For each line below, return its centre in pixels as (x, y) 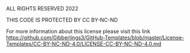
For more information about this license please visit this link (78, 31)
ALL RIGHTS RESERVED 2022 (42, 9)
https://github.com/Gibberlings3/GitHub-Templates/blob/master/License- (95, 37)
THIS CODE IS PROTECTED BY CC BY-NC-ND (62, 20)
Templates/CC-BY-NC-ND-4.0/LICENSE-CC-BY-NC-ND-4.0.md (84, 44)
